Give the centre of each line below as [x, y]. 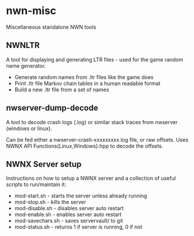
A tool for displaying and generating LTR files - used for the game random [95, 59]
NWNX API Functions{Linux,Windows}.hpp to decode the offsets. [85, 146]
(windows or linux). [29, 128]
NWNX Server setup [44, 164]
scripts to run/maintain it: [36, 184]
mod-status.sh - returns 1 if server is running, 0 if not [78, 227]
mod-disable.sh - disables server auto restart [69, 208]
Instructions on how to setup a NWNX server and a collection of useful [91, 178]
